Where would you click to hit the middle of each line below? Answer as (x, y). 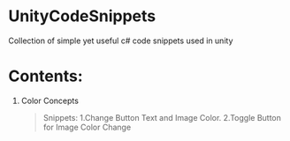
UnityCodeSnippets (82, 16)
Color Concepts (50, 100)
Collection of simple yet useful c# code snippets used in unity (121, 41)
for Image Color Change (87, 127)
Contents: (46, 76)
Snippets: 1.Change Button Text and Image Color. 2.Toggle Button (162, 117)
